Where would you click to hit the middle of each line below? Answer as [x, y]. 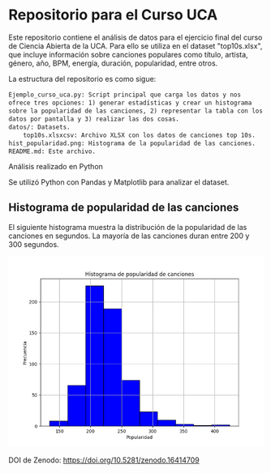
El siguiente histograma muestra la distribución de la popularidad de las [128, 227]
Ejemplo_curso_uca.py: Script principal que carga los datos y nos [125, 95]
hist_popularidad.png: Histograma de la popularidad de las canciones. [132, 143]
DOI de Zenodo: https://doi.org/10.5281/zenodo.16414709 [104, 460]
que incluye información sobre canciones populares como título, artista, [129, 54]
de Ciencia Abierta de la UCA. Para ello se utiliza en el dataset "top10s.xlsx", [135, 45]
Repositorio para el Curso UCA [113, 15]
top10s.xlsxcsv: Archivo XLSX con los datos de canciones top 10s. [139, 135]
